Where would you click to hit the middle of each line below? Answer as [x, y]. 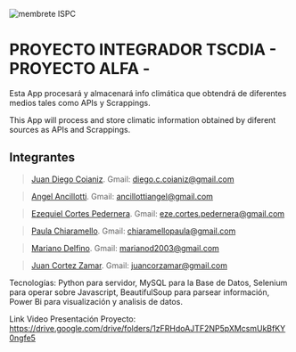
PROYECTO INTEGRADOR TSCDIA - [143, 50]
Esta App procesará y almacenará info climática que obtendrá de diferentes [148, 93]
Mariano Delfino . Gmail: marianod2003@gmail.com [125, 248]
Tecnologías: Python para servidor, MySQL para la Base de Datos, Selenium [148, 282]
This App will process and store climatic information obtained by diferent [143, 119]
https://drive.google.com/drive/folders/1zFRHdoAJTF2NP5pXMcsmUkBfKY [148, 328]
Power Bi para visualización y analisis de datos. [96, 301]
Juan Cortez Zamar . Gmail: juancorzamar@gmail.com [129, 265]
